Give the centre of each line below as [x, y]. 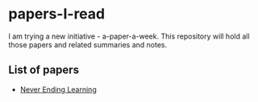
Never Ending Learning [58, 89]
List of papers [44, 70]
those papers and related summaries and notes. [88, 44]
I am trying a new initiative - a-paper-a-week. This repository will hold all [129, 36]
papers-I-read [57, 14]
